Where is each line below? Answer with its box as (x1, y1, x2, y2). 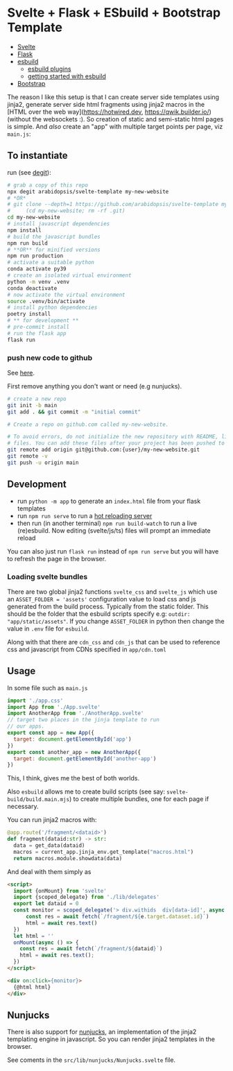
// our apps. (7, 723, 45, 730)
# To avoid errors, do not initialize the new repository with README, (7, 434, 218, 440)
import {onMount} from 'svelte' (13, 887, 107, 894)
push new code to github (7, 352, 93, 362)
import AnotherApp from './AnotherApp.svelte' (7, 710, 144, 717)
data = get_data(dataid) (13, 842, 85, 849)
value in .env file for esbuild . (7, 624, 89, 633)
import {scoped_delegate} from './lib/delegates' (13, 893, 159, 901)
